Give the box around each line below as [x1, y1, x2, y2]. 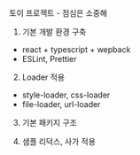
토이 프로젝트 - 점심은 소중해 [9, 8, 108, 18]
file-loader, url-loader [21, 99, 101, 109]
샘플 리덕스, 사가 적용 [21, 136, 96, 146]
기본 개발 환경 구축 [21, 27, 87, 37]
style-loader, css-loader [21, 89, 111, 100]
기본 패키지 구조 [21, 118, 77, 128]
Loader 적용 [21, 72, 65, 82]
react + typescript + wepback [21, 44, 131, 55]
